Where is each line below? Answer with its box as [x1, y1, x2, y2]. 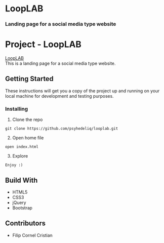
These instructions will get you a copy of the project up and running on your [5, 87, 160, 94]
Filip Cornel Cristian [12, 232, 53, 238]
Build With [5, 176, 38, 184]
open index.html [5, 144, 39, 150]
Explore [12, 153, 28, 159]
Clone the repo [12, 117, 43, 122]
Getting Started [5, 75, 54, 83]
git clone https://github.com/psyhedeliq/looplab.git [5, 126, 119, 131]
